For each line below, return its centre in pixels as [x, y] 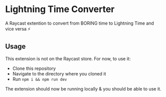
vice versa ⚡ [18, 29]
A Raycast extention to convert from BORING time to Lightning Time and [80, 23]
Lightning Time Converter [60, 9]
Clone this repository [34, 68]
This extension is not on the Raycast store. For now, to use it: [68, 58]
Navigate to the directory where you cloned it [59, 73]
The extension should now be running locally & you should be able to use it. [83, 88]
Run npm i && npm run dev [40, 79]
